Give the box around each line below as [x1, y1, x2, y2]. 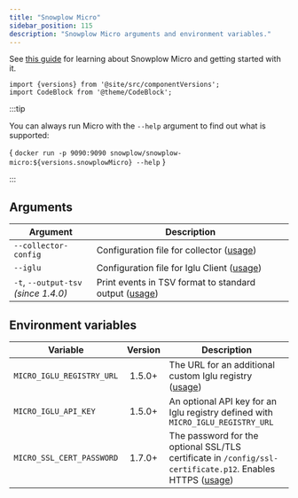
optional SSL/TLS [169, 440, 242, 453]
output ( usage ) [96, 287, 159, 300]
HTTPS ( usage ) [169, 474, 234, 486]
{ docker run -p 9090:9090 [9, 147, 106, 158]
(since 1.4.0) [13, 287, 68, 300]
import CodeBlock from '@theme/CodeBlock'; [9, 88, 173, 97]
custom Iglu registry [169, 370, 253, 382]
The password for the [169, 430, 259, 441]
